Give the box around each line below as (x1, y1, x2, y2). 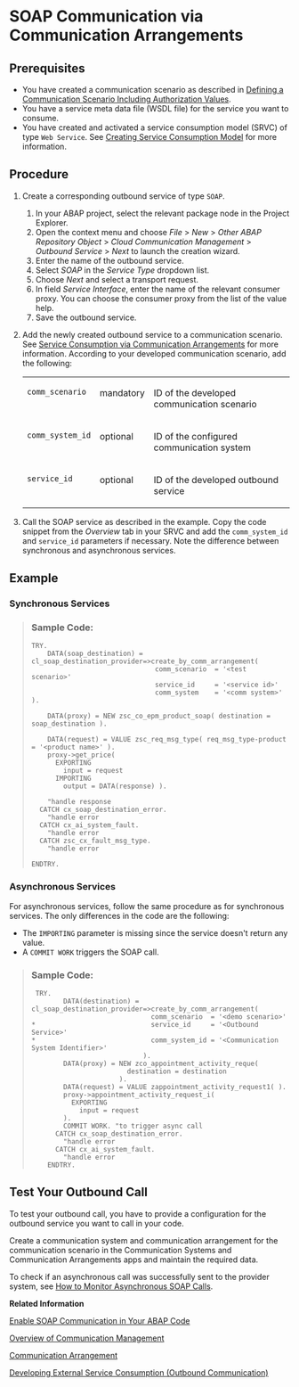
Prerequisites (9, 61, 85, 76)
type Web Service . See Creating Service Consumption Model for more (21, 132, 278, 142)
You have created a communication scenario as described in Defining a (21, 85, 284, 94)
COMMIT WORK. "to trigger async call (63, 1121, 203, 1131)
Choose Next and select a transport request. (35, 274, 198, 284)
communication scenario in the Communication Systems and (9, 1244, 232, 1255)
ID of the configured (153, 430, 238, 442)
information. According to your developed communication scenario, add (21, 348, 287, 358)
